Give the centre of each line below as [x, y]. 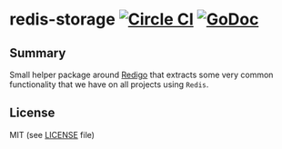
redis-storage [62, 20]
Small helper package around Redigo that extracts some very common [141, 74]
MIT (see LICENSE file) [52, 134]
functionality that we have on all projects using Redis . [109, 84]
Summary [38, 53]
